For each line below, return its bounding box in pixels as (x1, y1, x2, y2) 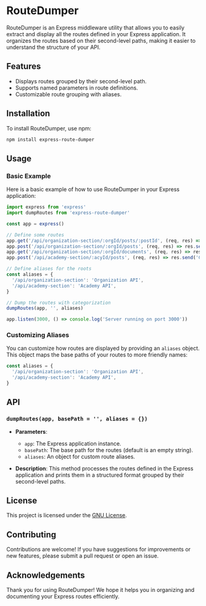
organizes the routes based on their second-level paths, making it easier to (6, 37, 196, 44)
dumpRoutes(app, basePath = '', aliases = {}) (6, 415, 148, 423)
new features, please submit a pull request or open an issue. (6, 552, 159, 559)
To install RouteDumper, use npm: (6, 124, 92, 132)
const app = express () (6, 221, 64, 227)
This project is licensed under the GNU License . (6, 512, 128, 519)
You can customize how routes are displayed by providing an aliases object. (6, 344, 200, 352)
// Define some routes (6, 232, 64, 238)
